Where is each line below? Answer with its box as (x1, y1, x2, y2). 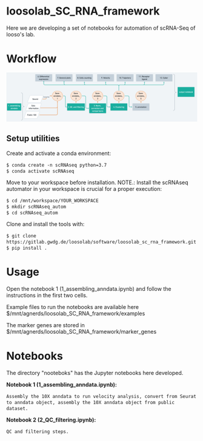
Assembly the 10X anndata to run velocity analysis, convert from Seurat (6, 393, 197, 399)
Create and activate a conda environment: (6, 150, 111, 157)
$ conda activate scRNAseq (6, 168, 75, 174)
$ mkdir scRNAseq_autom (6, 204, 67, 210)
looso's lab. (6, 30, 35, 38)
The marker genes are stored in (6, 321, 85, 328)
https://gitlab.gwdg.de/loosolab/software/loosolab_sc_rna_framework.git (6, 239, 197, 245)
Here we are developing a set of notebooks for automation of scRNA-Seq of (6, 24, 196, 31)
